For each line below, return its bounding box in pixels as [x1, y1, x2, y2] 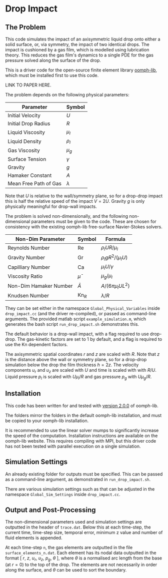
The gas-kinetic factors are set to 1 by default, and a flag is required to [17, 336, 162, 342]
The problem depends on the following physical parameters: [5, 92, 129, 97]
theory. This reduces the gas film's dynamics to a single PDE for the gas [5, 52, 154, 58]
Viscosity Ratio [7, 273, 43, 280]
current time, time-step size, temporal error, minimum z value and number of [5, 530, 163, 536]
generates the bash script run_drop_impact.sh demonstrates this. [5, 321, 139, 327]
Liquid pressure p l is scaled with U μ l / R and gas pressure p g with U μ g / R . [5, 374, 152, 381]
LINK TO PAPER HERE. [5, 82, 51, 88]
